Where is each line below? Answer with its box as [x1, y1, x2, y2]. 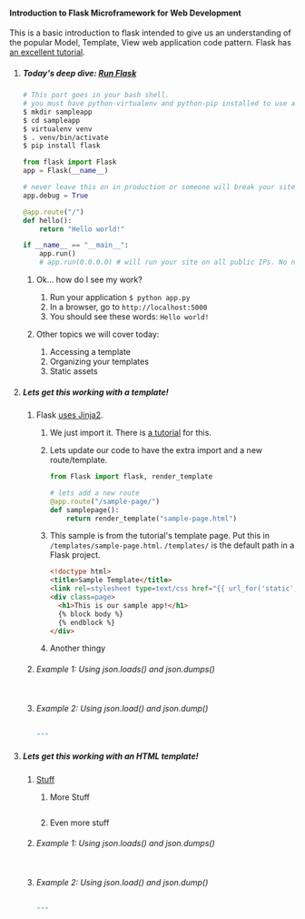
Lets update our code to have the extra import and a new [49, 445, 263, 456]
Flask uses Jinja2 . [35, 409, 103, 420]
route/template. [49, 455, 108, 466]
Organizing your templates [49, 356, 150, 368]
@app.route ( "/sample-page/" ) [49, 497, 161, 506]
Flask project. [49, 550, 102, 560]
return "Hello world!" [39, 224, 125, 234]
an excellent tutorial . [9, 46, 85, 58]
